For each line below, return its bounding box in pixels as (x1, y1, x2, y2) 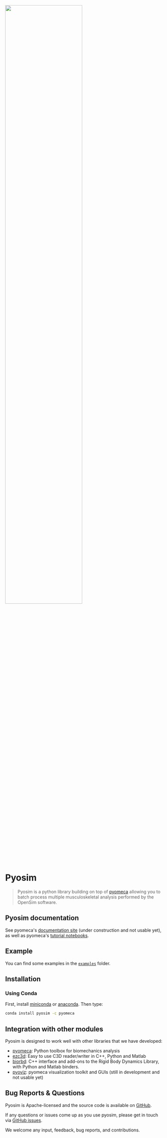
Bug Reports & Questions (5, 1089, 85, 1097)
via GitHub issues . (5, 1117, 42, 1123)
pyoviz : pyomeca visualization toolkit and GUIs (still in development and (12, 1069, 160, 1075)
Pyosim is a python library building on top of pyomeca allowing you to (17, 888, 161, 894)
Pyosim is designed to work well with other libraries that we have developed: (5, 1038, 163, 1044)
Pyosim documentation (5, 914, 79, 923)
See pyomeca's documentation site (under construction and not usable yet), (5, 927, 162, 933)
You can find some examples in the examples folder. (5, 960, 111, 966)
